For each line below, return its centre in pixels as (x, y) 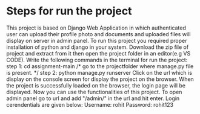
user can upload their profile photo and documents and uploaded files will (98, 34)
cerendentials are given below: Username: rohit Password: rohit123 (90, 104)
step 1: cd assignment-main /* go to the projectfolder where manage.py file (100, 66)
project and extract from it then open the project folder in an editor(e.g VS (98, 53)
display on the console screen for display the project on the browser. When (100, 79)
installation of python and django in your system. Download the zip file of (98, 47)
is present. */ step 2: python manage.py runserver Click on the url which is (99, 72)
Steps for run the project (69, 11)
